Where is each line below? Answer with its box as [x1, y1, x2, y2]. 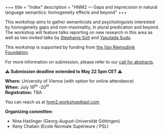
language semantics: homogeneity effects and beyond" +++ [5, 9, 127, 15]
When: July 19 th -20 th [5, 83, 50, 90]
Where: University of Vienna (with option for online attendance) [5, 78, 134, 84]
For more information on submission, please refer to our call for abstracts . [5, 59, 155, 65]
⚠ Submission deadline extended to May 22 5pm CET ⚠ [5, 68, 123, 74]
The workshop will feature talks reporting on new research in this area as [5, 30, 153, 35]
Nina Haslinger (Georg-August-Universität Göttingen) [12, 118, 120, 124]
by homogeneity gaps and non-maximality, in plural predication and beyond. [5, 24, 160, 30]
